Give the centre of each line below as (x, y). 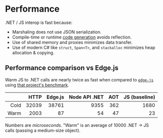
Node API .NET (86, 97)
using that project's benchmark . (37, 85)
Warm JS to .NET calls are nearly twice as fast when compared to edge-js (79, 79)
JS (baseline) (139, 97)
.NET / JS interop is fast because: (39, 22)
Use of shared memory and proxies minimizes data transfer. (72, 42)
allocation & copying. (33, 53)
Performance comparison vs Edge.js (62, 68)
